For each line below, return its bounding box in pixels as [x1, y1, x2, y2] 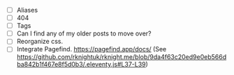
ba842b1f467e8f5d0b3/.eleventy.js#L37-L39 [16, 60, 146, 69]
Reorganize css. [16, 37, 64, 46]
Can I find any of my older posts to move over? [16, 29, 152, 37]
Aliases [16, 6, 38, 14]
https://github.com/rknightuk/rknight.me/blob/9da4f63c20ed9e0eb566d [16, 53, 227, 61]
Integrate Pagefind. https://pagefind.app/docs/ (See [16, 45, 167, 53]
